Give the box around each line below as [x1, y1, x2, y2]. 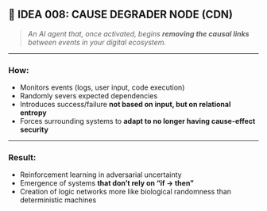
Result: [8, 152, 37, 163]
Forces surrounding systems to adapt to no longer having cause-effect [19, 117, 256, 126]
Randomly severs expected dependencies [19, 91, 158, 101]
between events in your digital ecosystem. [27, 37, 167, 47]
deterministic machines [19, 195, 97, 205]
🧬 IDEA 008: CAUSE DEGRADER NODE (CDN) [8, 8, 233, 21]
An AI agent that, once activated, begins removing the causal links [27, 29, 250, 38]
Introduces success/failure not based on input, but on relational [19, 100, 231, 109]
